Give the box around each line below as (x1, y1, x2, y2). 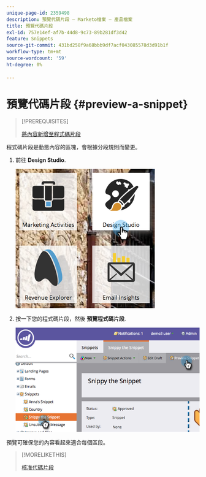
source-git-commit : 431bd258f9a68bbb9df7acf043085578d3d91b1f (6, 42, 169, 48)
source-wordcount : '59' (6, 55, 67, 61)
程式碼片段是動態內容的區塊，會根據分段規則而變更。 (6, 143, 141, 151)
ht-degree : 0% (6, 61, 43, 67)
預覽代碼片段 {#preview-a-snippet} (6, 97, 188, 111)
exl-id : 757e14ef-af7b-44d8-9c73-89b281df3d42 (6, 29, 128, 36)
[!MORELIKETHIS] (21, 451, 67, 458)
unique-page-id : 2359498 (6, 10, 70, 16)
